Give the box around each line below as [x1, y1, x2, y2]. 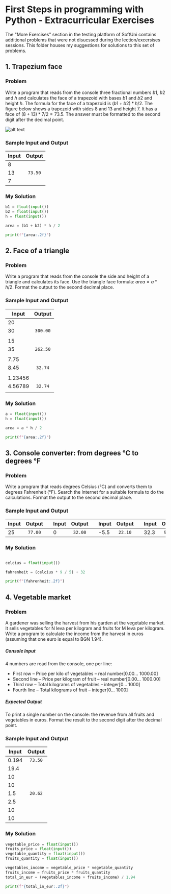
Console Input [5, 647, 36, 654]
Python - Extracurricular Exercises [5, 14, 154, 26]
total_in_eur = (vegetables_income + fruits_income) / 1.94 [5, 875, 136, 880]
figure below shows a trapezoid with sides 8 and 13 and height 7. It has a [5, 106, 157, 112]
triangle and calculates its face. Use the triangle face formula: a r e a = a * [5, 279, 158, 285]
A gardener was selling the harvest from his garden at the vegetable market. [5, 619, 165, 626]
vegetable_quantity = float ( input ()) [5, 851, 85, 856]
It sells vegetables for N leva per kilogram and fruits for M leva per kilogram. [5, 625, 165, 631]
